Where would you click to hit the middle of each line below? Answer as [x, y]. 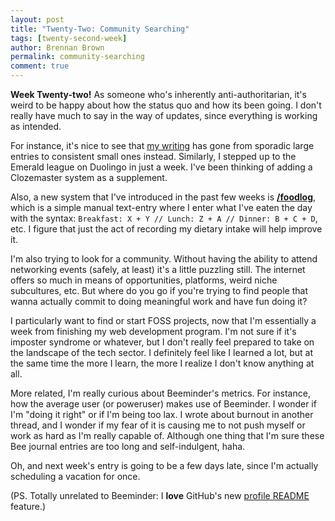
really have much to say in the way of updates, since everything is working [164, 115]
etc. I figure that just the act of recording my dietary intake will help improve [166, 229]
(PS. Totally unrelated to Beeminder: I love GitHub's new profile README [160, 495]
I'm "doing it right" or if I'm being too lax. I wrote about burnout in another [162, 414]
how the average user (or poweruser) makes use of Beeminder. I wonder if [163, 404]
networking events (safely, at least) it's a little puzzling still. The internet [158, 269]
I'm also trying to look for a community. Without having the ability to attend [164, 259]
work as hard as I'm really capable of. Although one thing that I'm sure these [167, 435]
